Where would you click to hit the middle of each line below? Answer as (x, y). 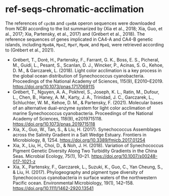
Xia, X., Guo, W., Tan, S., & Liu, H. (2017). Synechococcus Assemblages (87, 129)
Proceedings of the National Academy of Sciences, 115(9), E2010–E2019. (88, 81)
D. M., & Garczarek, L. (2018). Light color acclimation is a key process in (87, 70)
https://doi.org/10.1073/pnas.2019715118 (54, 124)
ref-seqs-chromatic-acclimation (75, 9)
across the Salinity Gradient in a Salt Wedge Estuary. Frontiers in (79, 135)
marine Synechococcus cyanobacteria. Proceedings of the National (83, 113)
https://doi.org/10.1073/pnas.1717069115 (53, 86)
